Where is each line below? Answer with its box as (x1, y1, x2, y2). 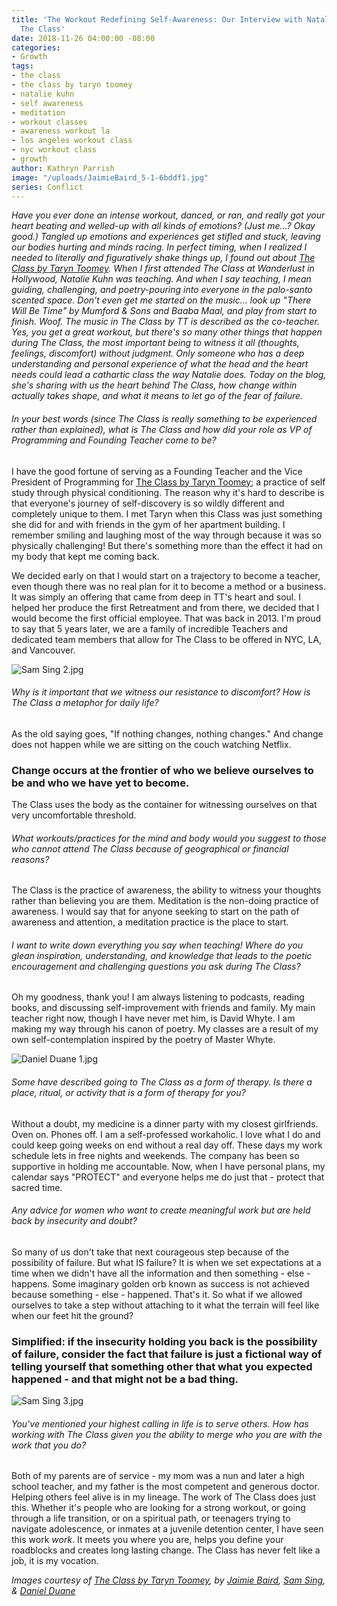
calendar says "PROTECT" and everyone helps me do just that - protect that (11, 1171, 325, 1183)
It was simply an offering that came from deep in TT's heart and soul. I (11, 591, 301, 603)
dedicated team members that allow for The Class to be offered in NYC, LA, (11, 633, 323, 645)
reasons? (11, 853, 50, 865)
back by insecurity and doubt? (11, 1215, 138, 1227)
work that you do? (11, 1439, 87, 1451)
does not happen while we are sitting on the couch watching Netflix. (11, 738, 292, 750)
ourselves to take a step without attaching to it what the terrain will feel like (11, 1299, 320, 1311)
